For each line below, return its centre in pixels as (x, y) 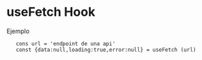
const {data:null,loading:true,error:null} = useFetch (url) (106, 50)
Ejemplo (18, 31)
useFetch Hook (51, 12)
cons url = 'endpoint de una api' (66, 43)
